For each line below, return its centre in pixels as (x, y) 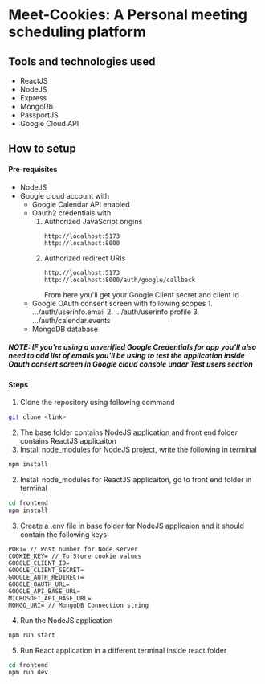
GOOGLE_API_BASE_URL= (45, 591)
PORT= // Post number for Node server (73, 549)
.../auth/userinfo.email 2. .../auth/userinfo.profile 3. (116, 312)
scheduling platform (77, 32)
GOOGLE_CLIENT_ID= (39, 563)
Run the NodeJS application (66, 620)
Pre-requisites (33, 169)
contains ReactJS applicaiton (68, 441)
